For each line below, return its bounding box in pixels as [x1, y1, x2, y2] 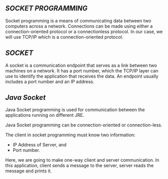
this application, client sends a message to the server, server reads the [5, 163, 154, 169]
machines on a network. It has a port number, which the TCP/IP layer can [5, 67, 159, 73]
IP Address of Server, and [12, 142, 67, 148]
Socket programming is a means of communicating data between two [5, 17, 152, 23]
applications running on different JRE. [5, 112, 85, 118]
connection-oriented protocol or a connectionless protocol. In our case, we [5, 28, 163, 35]
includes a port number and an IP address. [5, 79, 95, 85]
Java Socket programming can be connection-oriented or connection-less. [5, 122, 163, 128]
